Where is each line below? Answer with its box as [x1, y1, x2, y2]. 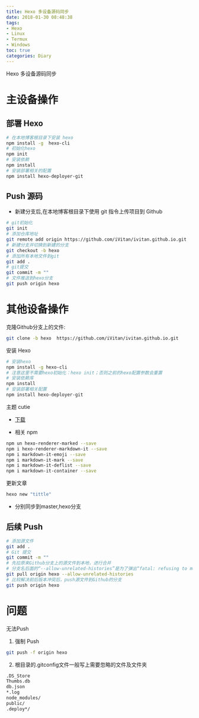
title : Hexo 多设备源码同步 [6, 8, 69, 15]
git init [6, 225, 28, 232]
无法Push [6, 625, 29, 632]
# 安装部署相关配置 [6, 386, 47, 392]
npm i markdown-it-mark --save [6, 457, 84, 463]
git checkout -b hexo [6, 247, 60, 253]
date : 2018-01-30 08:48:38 [6, 14, 73, 20]
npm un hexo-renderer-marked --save [6, 440, 97, 446]
